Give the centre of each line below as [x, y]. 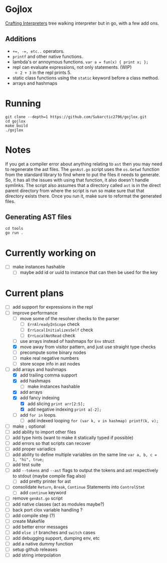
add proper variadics [34, 449]
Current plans [35, 293]
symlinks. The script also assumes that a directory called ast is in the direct [83, 185]
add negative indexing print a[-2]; [64, 409]
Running [23, 103]
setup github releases [35, 549]
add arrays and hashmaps [39, 369]
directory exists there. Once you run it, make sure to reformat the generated [83, 196]
